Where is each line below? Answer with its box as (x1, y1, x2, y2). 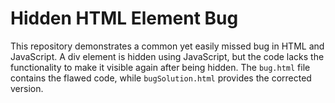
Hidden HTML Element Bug (10, 7, 239, 30)
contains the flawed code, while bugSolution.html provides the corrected (10, 72, 312, 84)
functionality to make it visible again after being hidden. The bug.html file (10, 61, 311, 73)
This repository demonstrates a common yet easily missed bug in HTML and (10, 40, 325, 52)
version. (10, 82, 44, 94)
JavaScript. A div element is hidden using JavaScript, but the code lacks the (10, 50, 325, 62)
